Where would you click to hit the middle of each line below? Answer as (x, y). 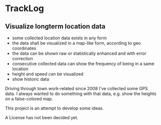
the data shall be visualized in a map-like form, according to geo (76, 43)
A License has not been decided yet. (42, 117)
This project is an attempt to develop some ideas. (54, 108)
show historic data (31, 79)
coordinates (24, 48)
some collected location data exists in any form (59, 38)
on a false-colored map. (29, 99)
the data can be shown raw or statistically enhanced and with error (79, 53)
